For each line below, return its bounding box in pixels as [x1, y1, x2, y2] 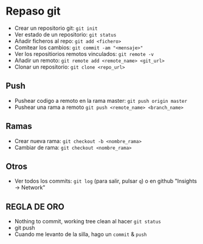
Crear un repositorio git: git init [14, 24, 98, 32]
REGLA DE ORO [5, 201, 64, 212]
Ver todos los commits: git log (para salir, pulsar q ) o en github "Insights [14, 178, 197, 185]
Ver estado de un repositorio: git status [14, 30, 117, 38]
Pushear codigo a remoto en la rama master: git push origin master [14, 97, 188, 104]
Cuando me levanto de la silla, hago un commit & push [14, 231, 147, 238]
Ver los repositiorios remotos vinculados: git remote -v [14, 50, 154, 57]
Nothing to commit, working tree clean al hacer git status [14, 218, 162, 225]
